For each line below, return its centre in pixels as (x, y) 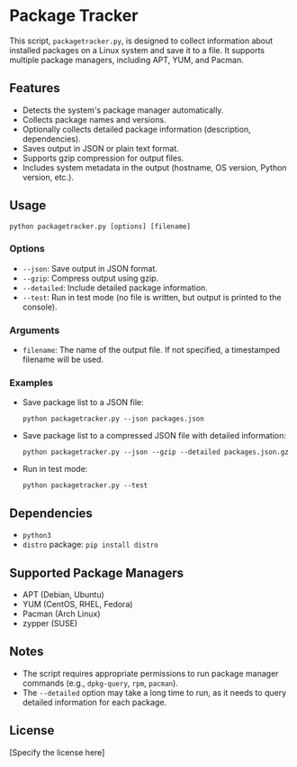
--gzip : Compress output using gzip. (90, 278)
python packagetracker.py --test (85, 485)
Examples (31, 383)
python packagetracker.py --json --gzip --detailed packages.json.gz (156, 452)
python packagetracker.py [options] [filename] (100, 226)
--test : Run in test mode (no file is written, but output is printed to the (152, 297)
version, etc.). (48, 177)
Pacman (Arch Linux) (61, 614)
